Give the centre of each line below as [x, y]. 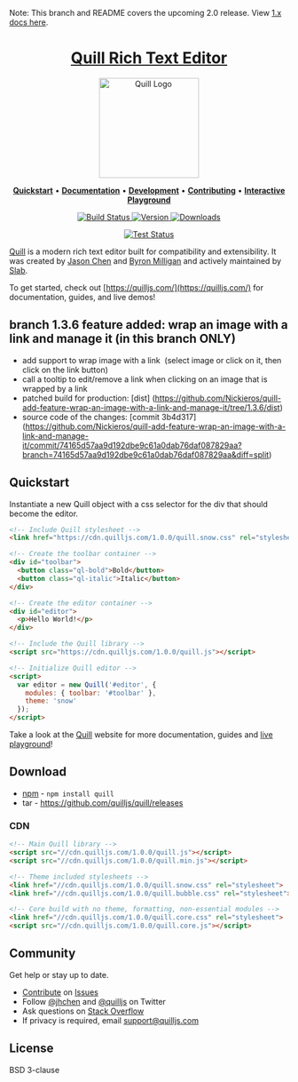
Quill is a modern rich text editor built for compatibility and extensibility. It [143, 251]
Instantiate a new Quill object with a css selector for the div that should [139, 504]
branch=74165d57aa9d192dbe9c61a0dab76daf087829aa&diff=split [145, 454]
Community [43, 954]
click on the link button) [65, 370]
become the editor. [43, 513]
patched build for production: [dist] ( [88, 398]
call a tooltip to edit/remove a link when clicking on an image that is [145, 379]
